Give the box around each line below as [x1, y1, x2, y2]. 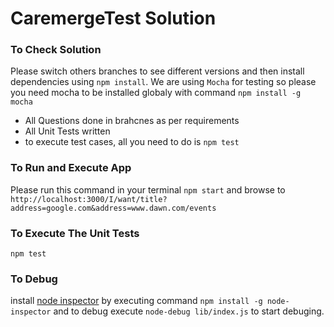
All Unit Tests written [24, 125, 111, 137]
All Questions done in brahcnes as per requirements [24, 115, 240, 127]
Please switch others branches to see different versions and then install [10, 65, 305, 77]
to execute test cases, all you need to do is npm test [24, 136, 240, 148]
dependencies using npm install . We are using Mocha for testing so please [10, 76, 317, 88]
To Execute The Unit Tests [10, 226, 140, 240]
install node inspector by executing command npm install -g [10, 295, 263, 307]
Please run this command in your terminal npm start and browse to [10, 183, 286, 196]
